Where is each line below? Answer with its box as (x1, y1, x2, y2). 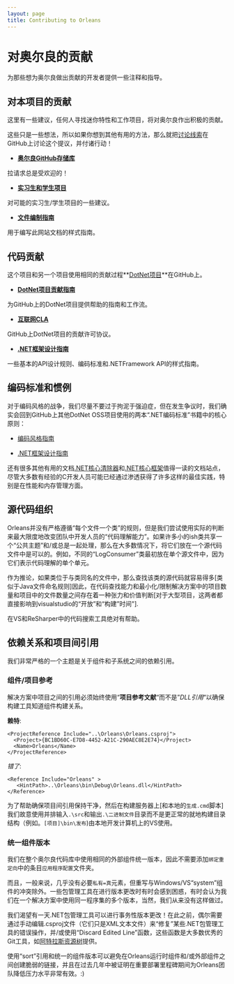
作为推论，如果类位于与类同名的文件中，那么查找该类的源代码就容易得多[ (7, 573, 217, 582)
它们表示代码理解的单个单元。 (7, 558, 93, 566)
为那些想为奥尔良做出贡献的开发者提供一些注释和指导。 (7, 73, 166, 82)
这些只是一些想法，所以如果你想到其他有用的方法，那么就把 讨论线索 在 (7, 131, 209, 139)
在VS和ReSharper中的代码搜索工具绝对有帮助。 (7, 614, 144, 622)
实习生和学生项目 (17, 184, 67, 192)
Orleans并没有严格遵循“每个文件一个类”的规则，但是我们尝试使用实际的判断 (7, 523, 224, 531)
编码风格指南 (17, 434, 54, 442)
